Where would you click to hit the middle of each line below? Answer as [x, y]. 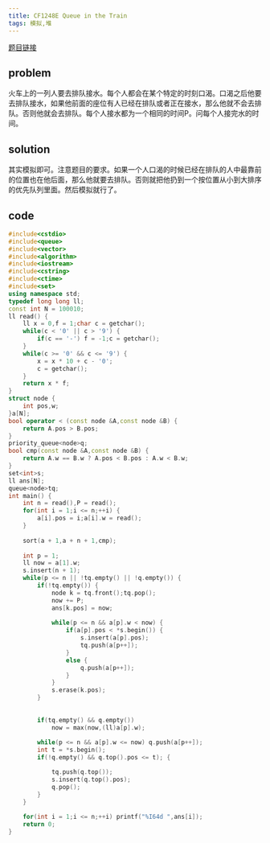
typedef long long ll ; [46, 301]
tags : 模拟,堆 [30, 23]
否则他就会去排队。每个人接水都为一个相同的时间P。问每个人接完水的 [137, 113]
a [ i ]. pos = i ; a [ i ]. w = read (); [90, 518]
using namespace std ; [45, 294]
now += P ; [67, 600]
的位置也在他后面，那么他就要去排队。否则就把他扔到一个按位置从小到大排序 [135, 180]
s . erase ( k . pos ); [78, 690]
